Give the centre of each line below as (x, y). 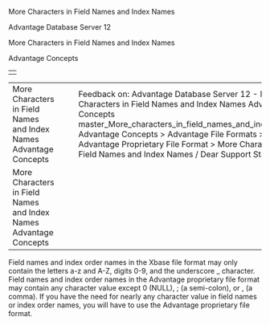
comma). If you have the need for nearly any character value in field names (133, 297)
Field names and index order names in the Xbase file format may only (123, 262)
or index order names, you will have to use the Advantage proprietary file (129, 305)
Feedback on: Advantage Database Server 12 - (168, 94)
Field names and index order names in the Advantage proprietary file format (134, 279)
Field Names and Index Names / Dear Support (165, 154)
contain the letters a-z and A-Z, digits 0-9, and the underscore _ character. (132, 271)
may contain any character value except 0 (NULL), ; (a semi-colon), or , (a (131, 288)
